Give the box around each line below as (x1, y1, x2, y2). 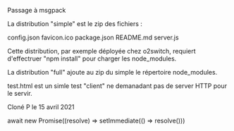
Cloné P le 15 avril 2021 (7, 103, 75, 111)
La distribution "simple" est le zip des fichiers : (7, 20, 143, 27)
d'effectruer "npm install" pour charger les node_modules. (7, 54, 177, 63)
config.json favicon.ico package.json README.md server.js (7, 33, 179, 42)
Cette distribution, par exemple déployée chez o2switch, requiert (7, 47, 196, 55)
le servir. (7, 89, 33, 97)
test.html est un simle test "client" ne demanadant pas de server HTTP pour (7, 82, 228, 90)
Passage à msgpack (7, 6, 66, 14)
